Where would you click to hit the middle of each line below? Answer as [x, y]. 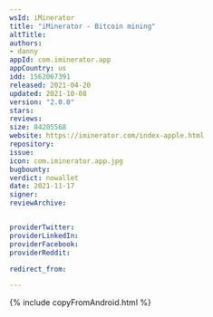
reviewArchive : [38, 203]
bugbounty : [30, 169]
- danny [24, 52]
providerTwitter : [42, 227]
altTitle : [28, 34]
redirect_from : [38, 269]
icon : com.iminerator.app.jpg [67, 161]
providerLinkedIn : [44, 235]
